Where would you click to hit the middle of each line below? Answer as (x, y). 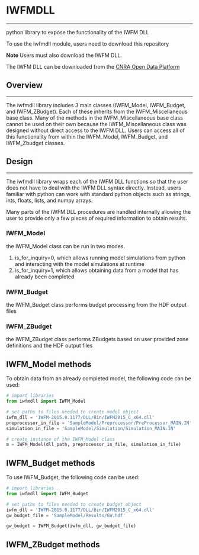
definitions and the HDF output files (49, 346)
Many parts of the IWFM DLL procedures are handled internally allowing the (99, 211)
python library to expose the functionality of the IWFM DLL (78, 32)
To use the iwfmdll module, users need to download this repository (88, 44)
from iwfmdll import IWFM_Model (46, 401)
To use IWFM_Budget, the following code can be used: (73, 477)
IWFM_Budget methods (51, 463)
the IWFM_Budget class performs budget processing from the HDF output (96, 305)
